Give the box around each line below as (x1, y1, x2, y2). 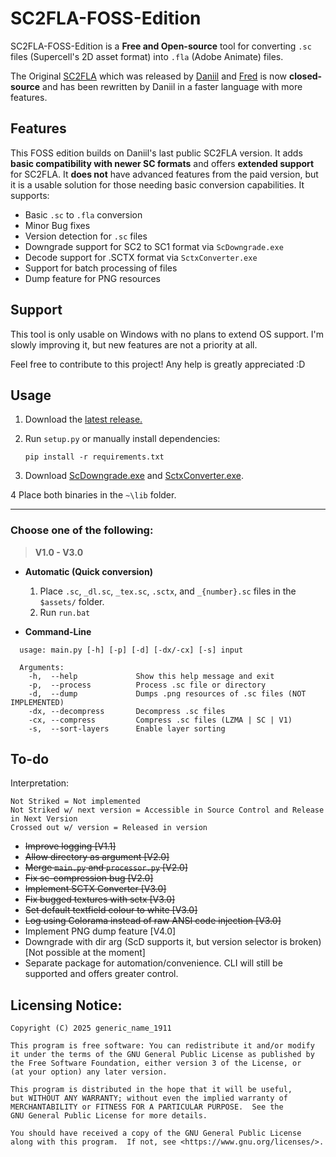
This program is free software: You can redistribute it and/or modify (10, 1041, 315, 1051)
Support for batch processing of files (24, 262, 178, 274)
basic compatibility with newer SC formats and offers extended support (10, 157, 315, 169)
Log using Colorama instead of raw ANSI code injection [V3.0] (24, 915, 282, 927)
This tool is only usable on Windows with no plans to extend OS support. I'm (10, 328, 325, 340)
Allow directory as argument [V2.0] (24, 851, 170, 863)
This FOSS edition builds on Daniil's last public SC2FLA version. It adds (10, 147, 303, 159)
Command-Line (24, 625, 92, 637)
